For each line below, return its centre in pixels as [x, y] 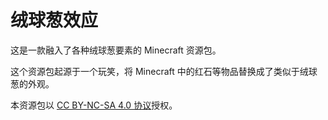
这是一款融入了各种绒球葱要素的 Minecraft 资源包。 [116, 50]
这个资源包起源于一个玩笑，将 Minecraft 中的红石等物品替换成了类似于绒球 [164, 71]
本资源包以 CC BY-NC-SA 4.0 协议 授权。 [94, 105]
